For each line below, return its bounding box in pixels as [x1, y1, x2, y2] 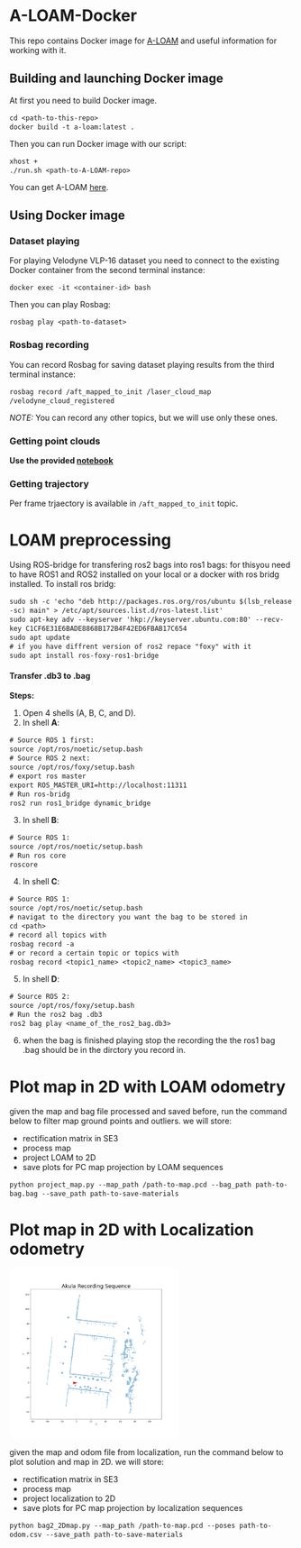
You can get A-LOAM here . [9, 181, 109, 192]
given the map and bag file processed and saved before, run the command [9, 1106, 287, 1117]
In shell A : [22, 718, 60, 728]
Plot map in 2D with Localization [9, 1219, 254, 1240]
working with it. [9, 44, 67, 55]
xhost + [9, 157, 39, 166]
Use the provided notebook [9, 455, 114, 466]
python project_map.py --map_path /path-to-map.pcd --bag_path [9, 1180, 252, 1190]
